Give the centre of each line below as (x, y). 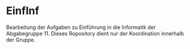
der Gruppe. (21, 40)
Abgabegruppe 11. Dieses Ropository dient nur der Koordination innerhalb (95, 33)
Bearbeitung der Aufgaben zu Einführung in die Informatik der (81, 27)
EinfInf (23, 11)
